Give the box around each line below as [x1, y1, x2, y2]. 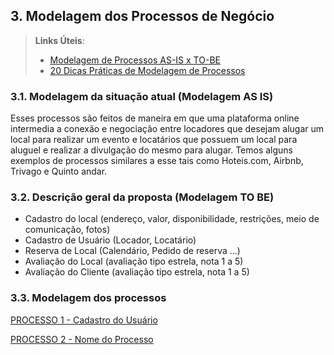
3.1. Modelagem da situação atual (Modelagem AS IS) [10, 89, 274, 103]
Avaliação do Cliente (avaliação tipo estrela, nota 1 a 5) [24, 266, 250, 278]
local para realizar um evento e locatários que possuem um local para [10, 134, 298, 146]
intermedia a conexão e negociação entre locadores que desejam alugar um [10, 123, 325, 135]
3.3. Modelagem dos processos [10, 291, 167, 305]
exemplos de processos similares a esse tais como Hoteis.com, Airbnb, [10, 155, 304, 167]
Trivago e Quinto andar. [10, 165, 108, 178]
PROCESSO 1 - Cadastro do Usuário [10, 314, 158, 326]
